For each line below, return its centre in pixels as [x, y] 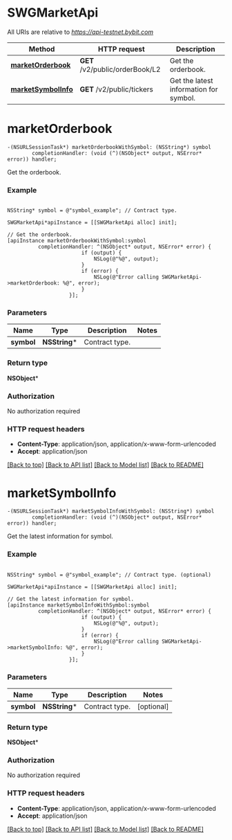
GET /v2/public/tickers [116, 89]
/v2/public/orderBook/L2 [120, 69]
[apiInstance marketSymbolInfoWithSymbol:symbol [78, 605]
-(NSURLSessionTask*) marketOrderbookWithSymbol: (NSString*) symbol [109, 147]
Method [42, 48]
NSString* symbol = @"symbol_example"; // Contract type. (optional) [109, 575]
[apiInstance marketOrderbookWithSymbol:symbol [77, 241]
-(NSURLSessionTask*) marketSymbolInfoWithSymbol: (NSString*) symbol [111, 511]
